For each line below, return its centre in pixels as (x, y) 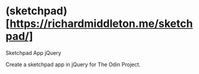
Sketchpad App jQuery (33, 53)
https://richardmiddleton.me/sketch (101, 24)
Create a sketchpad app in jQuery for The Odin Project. (73, 64)
